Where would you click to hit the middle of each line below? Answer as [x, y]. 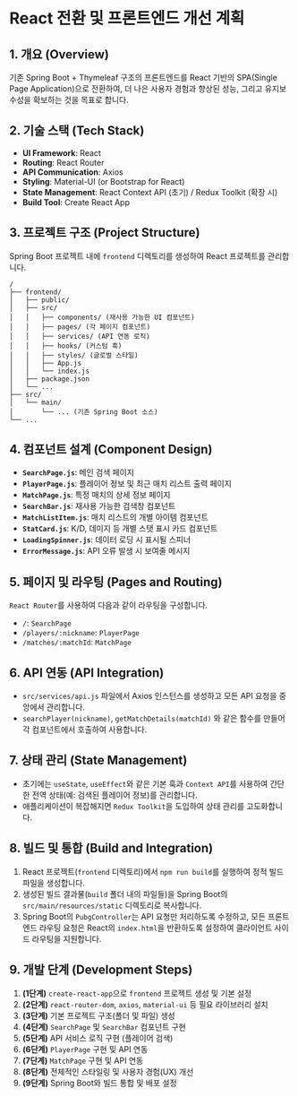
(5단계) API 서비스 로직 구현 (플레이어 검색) [98, 1038]
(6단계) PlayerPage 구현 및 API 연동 [85, 1049]
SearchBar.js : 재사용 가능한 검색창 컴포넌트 [99, 506]
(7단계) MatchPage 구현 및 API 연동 [83, 1060]
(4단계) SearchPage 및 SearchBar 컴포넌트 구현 [104, 1026]
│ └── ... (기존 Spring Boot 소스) [84, 412]
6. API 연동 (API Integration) [87, 673]
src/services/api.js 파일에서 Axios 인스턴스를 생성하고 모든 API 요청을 [149, 696]
